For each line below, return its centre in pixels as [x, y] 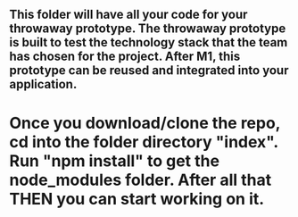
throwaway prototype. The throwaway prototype [148, 29]
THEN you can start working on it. [137, 199]
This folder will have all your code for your [128, 15]
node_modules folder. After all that [141, 180]
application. [43, 84]
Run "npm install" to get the [115, 161]
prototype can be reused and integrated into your [149, 71]
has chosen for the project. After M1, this [125, 57]
